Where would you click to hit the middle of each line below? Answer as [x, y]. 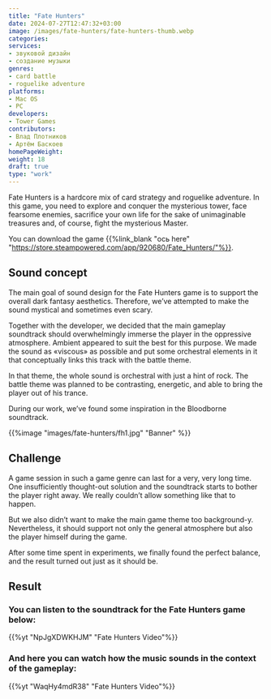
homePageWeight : [36, 152]
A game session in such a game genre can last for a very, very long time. [130, 478]
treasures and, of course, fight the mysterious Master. [99, 223]
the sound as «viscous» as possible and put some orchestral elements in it [133, 351]
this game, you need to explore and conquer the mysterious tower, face [128, 206]
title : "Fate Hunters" [47, 16]
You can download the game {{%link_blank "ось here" [99, 239]
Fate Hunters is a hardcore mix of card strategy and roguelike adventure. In [134, 197]
